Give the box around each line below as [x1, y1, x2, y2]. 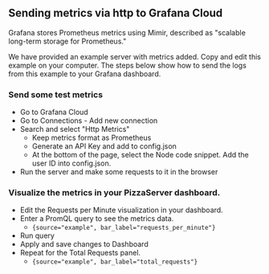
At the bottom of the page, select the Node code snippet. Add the [31, 150, 249, 160]
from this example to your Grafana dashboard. [8, 68, 161, 79]
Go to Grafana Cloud [19, 108, 88, 117]
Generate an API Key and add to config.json [31, 141, 177, 151]
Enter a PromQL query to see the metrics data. [19, 214, 174, 223]
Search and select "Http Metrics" [19, 125, 130, 134]
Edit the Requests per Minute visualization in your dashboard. [19, 205, 223, 215]
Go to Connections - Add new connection [19, 116, 158, 125]
